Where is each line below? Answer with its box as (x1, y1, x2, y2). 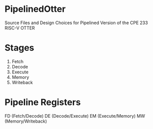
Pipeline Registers (4, 97, 81, 108)
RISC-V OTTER (4, 25, 35, 31)
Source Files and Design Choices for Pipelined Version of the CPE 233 (4, 20, 148, 26)
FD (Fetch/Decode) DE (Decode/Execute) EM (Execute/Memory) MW (4, 113, 146, 119)
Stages (4, 42, 35, 54)
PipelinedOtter (4, 3, 66, 15)
